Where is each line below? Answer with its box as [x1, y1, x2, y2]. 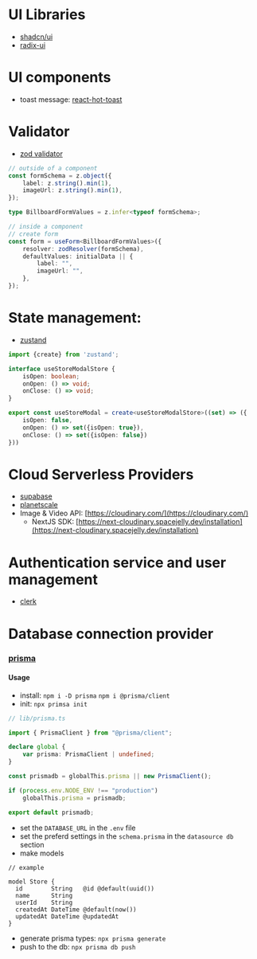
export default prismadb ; [8, 808, 94, 816]
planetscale [19, 500, 58, 510]
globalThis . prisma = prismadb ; [22, 794, 127, 802]
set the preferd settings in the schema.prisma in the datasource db [19, 831, 234, 841]
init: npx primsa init [19, 699, 88, 708]
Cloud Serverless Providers [8, 465, 194, 483]
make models [19, 848, 64, 858]
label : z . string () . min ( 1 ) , [22, 179, 112, 187]
